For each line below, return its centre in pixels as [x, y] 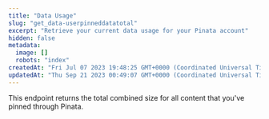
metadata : [25, 46]
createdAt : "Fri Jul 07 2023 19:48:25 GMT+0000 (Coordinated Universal [130, 68]
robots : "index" [42, 61]
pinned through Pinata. [46, 106]
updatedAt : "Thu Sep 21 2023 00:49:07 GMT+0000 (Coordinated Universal [130, 75]
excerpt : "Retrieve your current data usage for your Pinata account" [128, 30]
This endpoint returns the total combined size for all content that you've [126, 97]
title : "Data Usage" [43, 16]
